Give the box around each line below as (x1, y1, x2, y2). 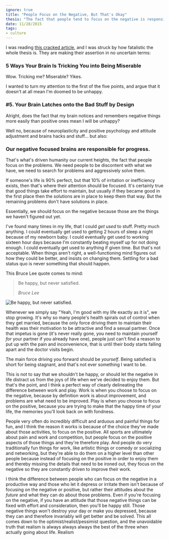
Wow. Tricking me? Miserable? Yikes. (6, 74, 82, 80)
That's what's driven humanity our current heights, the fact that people (6, 156, 152, 163)
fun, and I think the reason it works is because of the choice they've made (6, 423, 159, 429)
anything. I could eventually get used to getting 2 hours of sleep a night (6, 229, 153, 235)
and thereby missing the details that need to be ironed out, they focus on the (6, 461, 164, 467)
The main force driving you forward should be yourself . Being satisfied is (6, 356, 156, 362)
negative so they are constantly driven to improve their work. (6, 466, 132, 472)
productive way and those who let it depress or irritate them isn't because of (6, 481, 164, 487)
